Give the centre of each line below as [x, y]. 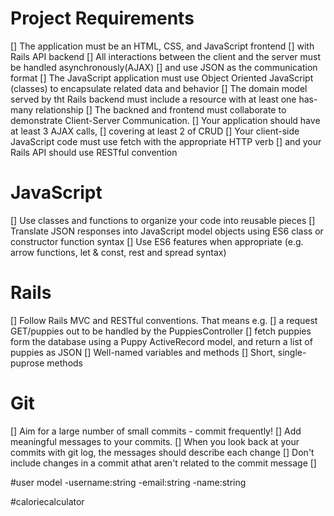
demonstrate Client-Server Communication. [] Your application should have [165, 120]
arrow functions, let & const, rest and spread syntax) [118, 252]
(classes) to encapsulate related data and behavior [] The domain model [159, 88]
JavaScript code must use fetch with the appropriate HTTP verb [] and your [166, 141]
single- [292, 352]
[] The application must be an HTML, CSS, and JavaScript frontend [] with [162, 46]
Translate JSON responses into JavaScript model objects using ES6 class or [167, 231]
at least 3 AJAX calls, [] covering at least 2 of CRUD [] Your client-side [155, 131]
